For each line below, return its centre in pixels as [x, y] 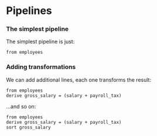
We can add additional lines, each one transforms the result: [78, 79]
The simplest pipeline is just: [40, 41]
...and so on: [21, 106]
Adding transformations [41, 67]
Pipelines [29, 11]
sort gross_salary [28, 127]
